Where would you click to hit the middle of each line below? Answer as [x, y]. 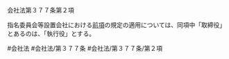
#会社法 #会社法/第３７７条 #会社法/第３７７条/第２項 [85, 48]
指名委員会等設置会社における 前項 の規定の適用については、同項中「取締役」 [117, 25]
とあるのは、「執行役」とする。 [51, 34]
